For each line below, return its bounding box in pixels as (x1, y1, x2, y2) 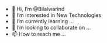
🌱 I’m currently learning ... (11, 18, 74, 24)
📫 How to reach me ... (11, 31, 66, 37)
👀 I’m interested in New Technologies (11, 12, 102, 19)
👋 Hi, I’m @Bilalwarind (11, 6, 65, 12)
